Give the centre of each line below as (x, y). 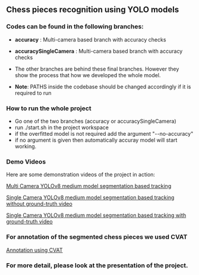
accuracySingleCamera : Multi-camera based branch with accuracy (99, 51)
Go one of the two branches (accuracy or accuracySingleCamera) (95, 121)
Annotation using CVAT (34, 250)
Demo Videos (26, 161)
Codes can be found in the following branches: (75, 27)
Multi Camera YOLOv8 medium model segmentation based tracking (89, 186)
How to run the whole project (49, 108)
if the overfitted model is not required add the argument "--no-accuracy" (104, 133)
